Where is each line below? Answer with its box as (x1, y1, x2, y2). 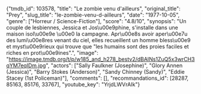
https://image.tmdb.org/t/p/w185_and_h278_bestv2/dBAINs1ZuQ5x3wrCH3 (8, 56, 195, 62)
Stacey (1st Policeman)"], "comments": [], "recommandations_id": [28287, (6, 74, 189, 82)
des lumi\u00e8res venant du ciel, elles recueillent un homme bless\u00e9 (6, 37, 191, 43)
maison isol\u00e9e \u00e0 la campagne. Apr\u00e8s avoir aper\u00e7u (6, 30, 188, 37)
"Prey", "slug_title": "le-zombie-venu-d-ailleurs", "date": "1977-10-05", (6, 11, 180, 18)
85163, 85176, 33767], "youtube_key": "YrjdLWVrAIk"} (6, 81, 140, 88)
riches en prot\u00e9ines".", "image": (6, 49, 99, 56)
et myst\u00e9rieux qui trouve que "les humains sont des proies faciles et (6, 43, 189, 50)
